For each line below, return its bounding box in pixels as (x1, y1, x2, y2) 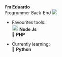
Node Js (19, 27, 37, 32)
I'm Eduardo (4, 4, 30, 10)
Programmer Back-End (4, 10, 51, 16)
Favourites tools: (11, 19, 46, 26)
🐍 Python (11, 46, 31, 53)
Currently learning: (11, 41, 50, 47)
